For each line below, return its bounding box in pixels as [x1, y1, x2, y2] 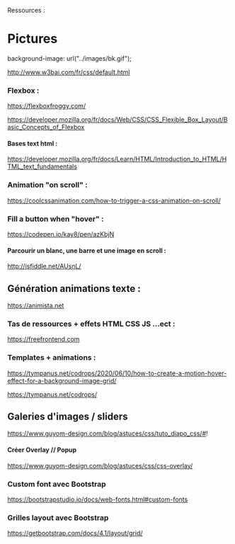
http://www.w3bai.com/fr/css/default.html [7, 67, 130, 76]
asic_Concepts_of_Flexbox [7, 123, 85, 132]
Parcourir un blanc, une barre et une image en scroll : [7, 246, 166, 254]
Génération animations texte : [7, 283, 142, 295]
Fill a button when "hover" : [7, 214, 104, 224]
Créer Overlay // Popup [7, 446, 77, 454]
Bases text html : [7, 139, 58, 147]
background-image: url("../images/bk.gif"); [7, 54, 132, 62]
